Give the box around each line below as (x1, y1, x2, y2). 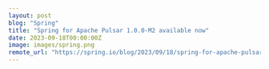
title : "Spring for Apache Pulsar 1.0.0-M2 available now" (8, 26, 210, 34)
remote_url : (8, 48, 48, 56)
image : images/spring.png (8, 41, 94, 49)
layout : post (8, 11, 52, 20)
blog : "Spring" (8, 19, 59, 27)
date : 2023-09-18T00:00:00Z (8, 33, 102, 42)
